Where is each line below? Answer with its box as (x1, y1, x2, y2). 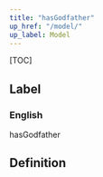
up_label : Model (9, 30, 70, 39)
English (9, 108, 43, 121)
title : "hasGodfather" (9, 13, 95, 23)
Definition (9, 155, 66, 171)
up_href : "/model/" (9, 22, 83, 31)
